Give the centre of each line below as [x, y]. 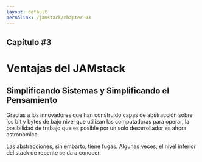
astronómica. [23, 134]
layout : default [27, 12]
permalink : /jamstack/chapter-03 [49, 18]
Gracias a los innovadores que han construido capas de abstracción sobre [99, 115]
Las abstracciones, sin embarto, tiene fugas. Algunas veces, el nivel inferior [101, 146]
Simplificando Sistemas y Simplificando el [88, 91]
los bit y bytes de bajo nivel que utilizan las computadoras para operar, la [98, 121]
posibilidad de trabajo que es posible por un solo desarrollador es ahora [96, 128]
